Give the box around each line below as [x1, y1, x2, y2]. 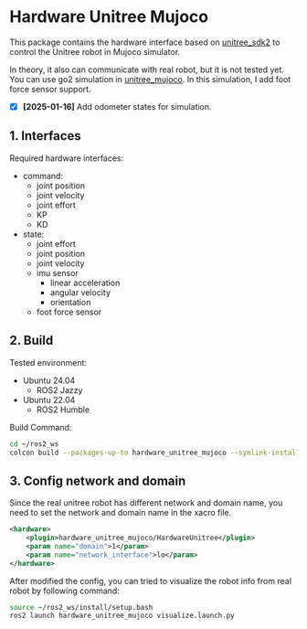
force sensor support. [9, 83, 91, 94]
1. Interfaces [9, 128, 82, 144]
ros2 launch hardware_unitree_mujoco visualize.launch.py [9, 611, 235, 621]
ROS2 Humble [36, 404, 90, 415]
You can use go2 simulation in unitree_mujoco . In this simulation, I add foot [9, 73, 291, 84]
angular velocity [49, 286, 111, 298]
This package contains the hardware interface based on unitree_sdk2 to [9, 37, 281, 48]
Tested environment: [9, 357, 88, 368]
